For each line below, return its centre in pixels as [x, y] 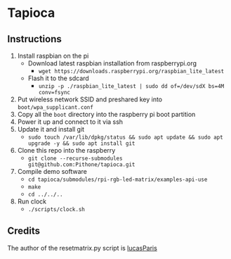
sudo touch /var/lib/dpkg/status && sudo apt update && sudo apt [125, 137]
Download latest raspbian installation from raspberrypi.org [112, 63]
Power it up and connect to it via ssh [70, 122]
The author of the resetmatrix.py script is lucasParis [82, 248]
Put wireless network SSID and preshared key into [90, 99]
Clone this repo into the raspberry [66, 150]
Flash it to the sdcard [58, 78]
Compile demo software [52, 171]
